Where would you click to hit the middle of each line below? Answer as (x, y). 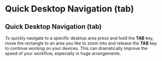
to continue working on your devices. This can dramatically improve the (76, 48)
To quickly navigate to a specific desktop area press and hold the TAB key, (79, 38)
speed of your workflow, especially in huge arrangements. (63, 53)
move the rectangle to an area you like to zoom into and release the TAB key (81, 43)
